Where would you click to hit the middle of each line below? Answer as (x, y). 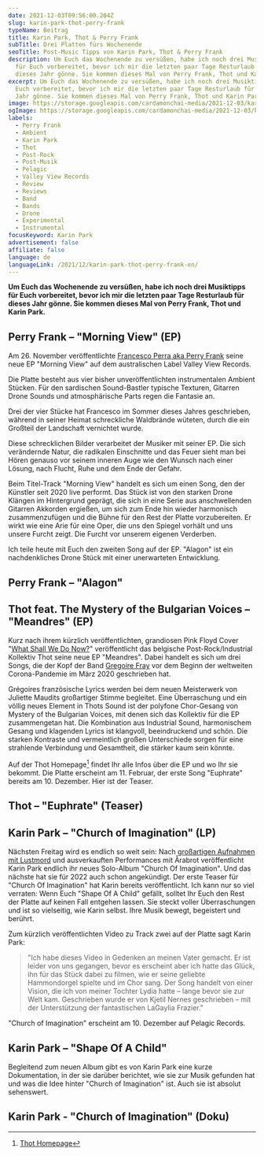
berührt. (21, 919)
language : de (29, 257)
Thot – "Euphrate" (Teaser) (76, 806)
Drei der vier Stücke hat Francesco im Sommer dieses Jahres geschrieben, (130, 411)
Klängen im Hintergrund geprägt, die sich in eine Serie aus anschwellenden (130, 500)
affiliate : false (37, 250)
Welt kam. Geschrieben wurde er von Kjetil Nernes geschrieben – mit (139, 1000)
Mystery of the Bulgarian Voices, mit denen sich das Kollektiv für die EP (124, 715)
